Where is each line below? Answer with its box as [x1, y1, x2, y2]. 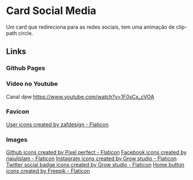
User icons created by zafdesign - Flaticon [6, 121, 109, 128]
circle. [18, 29, 33, 36]
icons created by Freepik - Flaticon [6, 168, 91, 175]
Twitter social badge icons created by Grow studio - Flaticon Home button [6, 161, 185, 168]
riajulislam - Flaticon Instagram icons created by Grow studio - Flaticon [6, 155, 177, 162]
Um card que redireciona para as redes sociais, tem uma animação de [6, 23, 175, 30]
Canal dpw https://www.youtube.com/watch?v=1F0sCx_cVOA [6, 93, 154, 100]
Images [6, 136, 28, 144]
